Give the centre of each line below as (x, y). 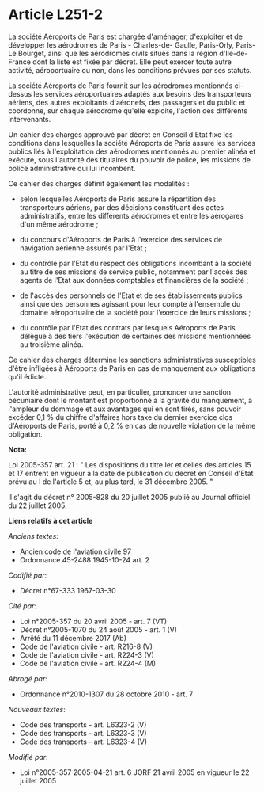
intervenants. (30, 119)
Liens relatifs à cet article (51, 520)
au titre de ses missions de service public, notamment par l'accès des (133, 272)
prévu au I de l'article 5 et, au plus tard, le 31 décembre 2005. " (111, 482)
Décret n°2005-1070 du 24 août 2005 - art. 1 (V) (98, 629)
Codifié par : (28, 575)
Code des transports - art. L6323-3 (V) (83, 733)
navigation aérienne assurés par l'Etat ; (83, 248)
